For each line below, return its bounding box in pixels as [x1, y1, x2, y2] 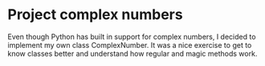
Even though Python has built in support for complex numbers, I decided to [7, 32, 256, 41]
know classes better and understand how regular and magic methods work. [7, 49, 258, 58]
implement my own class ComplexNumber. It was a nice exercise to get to [7, 40, 252, 49]
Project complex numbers [7, 6, 183, 24]
